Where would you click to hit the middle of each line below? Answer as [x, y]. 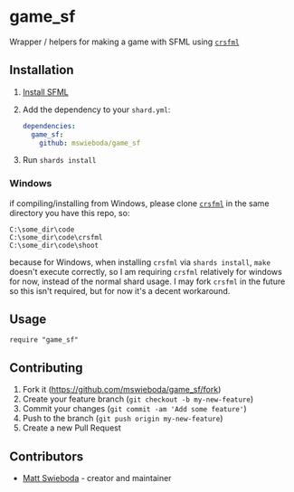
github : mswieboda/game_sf [90, 143]
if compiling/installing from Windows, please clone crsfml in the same [139, 203]
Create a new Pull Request [72, 428]
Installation [42, 70]
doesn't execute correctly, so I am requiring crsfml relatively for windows [146, 271]
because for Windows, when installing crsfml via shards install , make [140, 262]
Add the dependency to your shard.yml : [96, 109]
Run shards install [59, 160]
